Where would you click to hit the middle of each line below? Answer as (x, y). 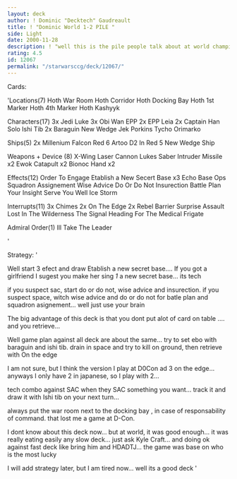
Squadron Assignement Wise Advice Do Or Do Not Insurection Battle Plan (114, 185)
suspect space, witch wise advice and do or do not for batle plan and (108, 297)
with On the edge (32, 355)
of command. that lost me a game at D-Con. (71, 418)
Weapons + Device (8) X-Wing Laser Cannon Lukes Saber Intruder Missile (115, 156)
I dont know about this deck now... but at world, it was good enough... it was (118, 432)
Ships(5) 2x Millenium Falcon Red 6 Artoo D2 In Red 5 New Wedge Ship (111, 143)
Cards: (17, 86)
